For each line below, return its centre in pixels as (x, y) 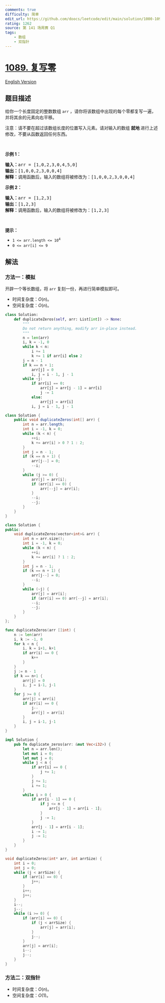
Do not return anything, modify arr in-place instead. (80, 328)
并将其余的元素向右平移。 (31, 117)
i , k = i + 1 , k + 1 (39, 649)
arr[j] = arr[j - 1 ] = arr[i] (71, 388)
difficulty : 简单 (22, 14)
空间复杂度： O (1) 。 (31, 996)
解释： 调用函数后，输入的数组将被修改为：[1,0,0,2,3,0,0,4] (70, 177)
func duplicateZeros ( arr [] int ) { (41, 630)
